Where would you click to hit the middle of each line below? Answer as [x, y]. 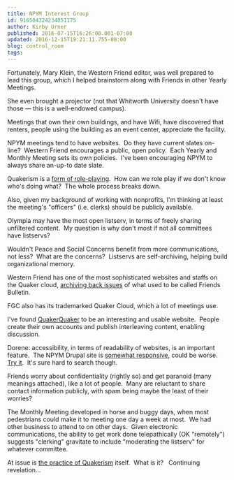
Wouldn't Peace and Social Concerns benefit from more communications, [113, 249]
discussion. [24, 334]
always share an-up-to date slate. [56, 165]
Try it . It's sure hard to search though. [62, 362]
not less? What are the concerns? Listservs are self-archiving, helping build [117, 256]
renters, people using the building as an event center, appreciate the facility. [117, 129]
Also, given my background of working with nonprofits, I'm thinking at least [115, 199]
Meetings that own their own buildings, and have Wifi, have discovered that [116, 122]
